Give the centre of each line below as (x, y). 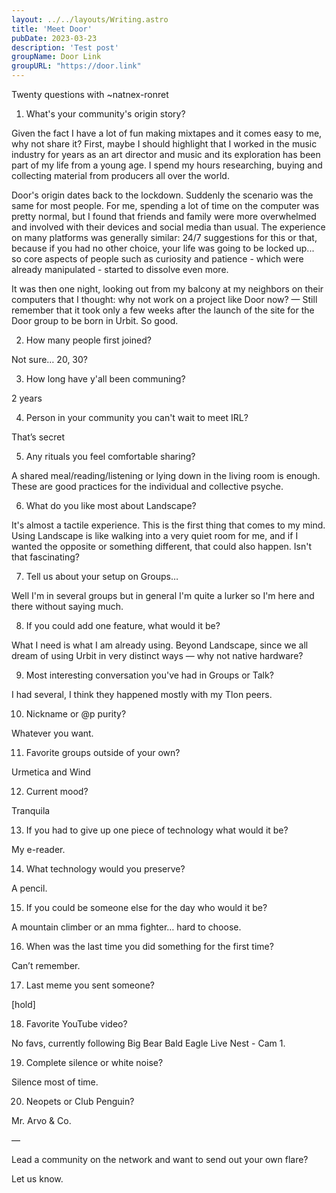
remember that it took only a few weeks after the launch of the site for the (163, 310)
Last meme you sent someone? (90, 985)
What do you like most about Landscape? (111, 505)
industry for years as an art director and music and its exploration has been (166, 154)
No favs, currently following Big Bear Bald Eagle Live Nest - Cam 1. (148, 1043)
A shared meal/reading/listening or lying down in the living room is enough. (166, 475)
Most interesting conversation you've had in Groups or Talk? (149, 675)
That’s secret (38, 437)
